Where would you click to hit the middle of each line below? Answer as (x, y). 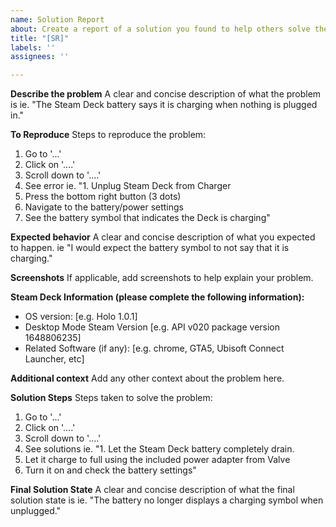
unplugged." (36, 511)
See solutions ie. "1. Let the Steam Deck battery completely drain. (159, 449)
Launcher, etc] (54, 359)
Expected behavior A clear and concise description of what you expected (163, 237)
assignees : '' (40, 57)
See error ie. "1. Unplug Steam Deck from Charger (128, 186)
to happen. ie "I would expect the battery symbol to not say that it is (150, 248)
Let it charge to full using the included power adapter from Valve (157, 460)
